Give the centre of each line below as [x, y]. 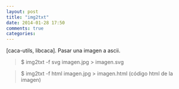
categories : [21, 34]
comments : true [25, 28]
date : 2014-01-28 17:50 [36, 23]
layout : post [22, 12]
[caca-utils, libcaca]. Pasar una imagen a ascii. [63, 50]
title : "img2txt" [28, 17]
